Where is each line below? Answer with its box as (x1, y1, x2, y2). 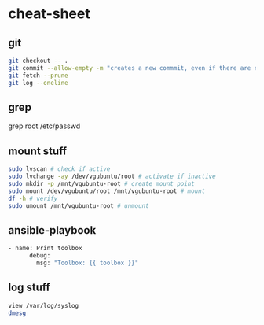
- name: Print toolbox (8, 245, 82, 253)
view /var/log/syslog (8, 301, 79, 309)
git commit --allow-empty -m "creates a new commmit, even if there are (8, 64, 251, 72)
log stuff (8, 281, 51, 294)
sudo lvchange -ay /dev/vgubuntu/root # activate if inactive (8, 172, 216, 180)
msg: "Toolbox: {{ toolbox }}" (36, 259, 139, 267)
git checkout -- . (8, 57, 68, 65)
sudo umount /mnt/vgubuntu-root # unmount (8, 201, 149, 209)
